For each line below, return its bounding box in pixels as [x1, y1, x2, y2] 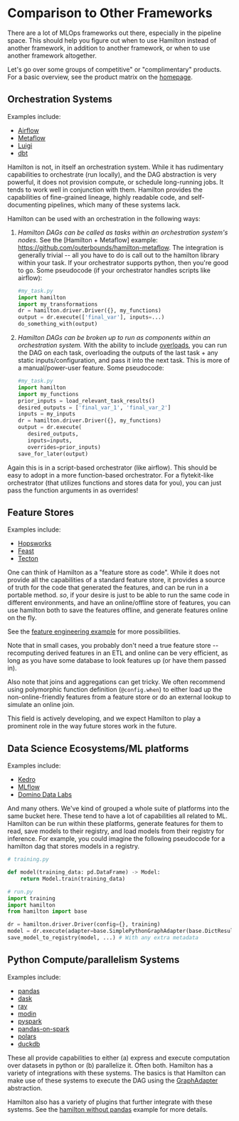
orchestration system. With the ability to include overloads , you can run [17, 341, 228, 349]
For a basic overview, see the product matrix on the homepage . [7, 73, 193, 81]
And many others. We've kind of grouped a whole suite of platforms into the [7, 804, 230, 813]
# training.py [7, 856, 50, 863]
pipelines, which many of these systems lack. [47, 200, 181, 209]
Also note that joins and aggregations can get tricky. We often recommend [7, 678, 225, 686]
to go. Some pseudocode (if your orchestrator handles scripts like [17, 266, 211, 274]
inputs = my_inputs [17, 410, 76, 418]
